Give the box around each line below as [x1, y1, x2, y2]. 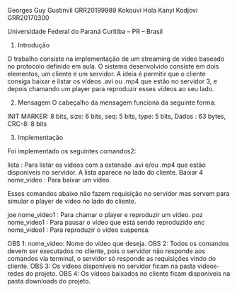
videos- [197, 262, 220, 270]
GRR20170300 [7, 13, 50, 22]
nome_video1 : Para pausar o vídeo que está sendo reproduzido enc [7, 218, 205, 226]
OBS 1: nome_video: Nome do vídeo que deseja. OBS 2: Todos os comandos [7, 240, 229, 247]
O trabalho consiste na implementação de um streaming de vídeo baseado [7, 54, 225, 63]
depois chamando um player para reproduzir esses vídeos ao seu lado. [7, 85, 214, 93]
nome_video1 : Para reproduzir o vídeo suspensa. [7, 226, 151, 234]
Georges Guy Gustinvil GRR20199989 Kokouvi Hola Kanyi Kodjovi [7, 6, 198, 14]
